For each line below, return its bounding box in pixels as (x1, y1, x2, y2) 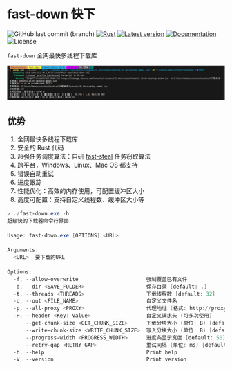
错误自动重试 (17, 169, 54, 177)
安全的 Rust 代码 (17, 143, 64, 152)
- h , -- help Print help (13, 349, 177, 356)
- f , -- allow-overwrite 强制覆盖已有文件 (13, 276, 188, 282)
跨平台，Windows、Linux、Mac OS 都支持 (17, 161, 138, 169)
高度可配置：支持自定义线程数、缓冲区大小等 (17, 195, 145, 204)
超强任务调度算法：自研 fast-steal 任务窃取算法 (17, 152, 151, 160)
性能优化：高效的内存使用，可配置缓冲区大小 (17, 186, 145, 195)
